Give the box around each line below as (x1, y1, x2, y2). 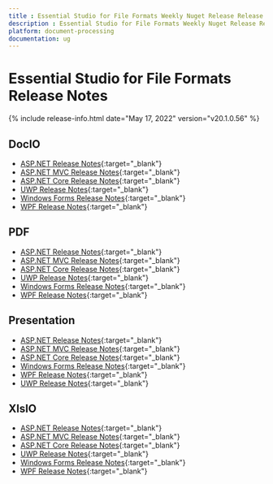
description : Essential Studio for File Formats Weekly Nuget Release (8, 19, 256, 28)
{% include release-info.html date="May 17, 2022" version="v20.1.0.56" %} (8, 114, 260, 123)
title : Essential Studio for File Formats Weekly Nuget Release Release (8, 11, 264, 20)
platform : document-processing (8, 27, 115, 35)
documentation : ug (8, 34, 71, 43)
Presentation (8, 313, 76, 327)
